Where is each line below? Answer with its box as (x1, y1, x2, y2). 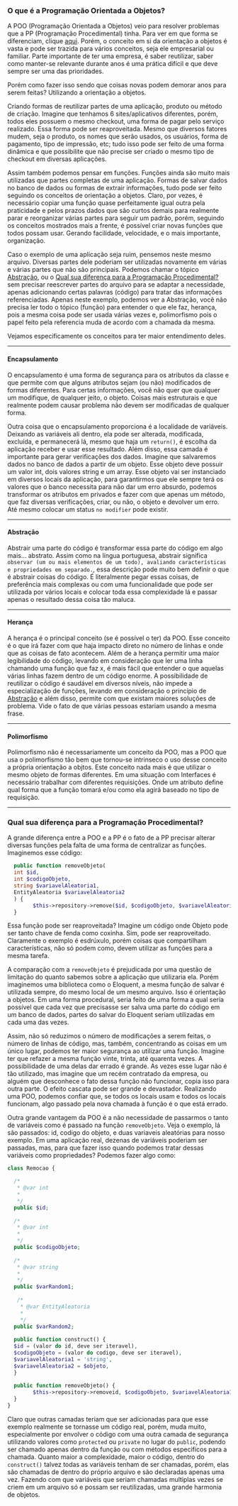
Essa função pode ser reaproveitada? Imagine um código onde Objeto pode (7, 921, 229, 930)
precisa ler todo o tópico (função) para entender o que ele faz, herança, (7, 303, 217, 312)
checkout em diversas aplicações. (7, 155, 108, 163)
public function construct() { (13, 1336, 106, 1343)
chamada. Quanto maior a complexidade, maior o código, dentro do (7, 1452, 205, 1461)
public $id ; (13, 1204, 50, 1211)
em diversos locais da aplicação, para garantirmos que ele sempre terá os (7, 475, 224, 483)
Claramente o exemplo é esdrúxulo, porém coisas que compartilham (7, 936, 207, 945)
